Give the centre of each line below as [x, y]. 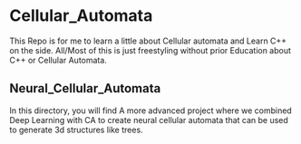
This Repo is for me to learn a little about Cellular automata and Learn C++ [148, 41]
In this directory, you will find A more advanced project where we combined [150, 110]
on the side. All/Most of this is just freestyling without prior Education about [150, 50]
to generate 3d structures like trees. [76, 130]
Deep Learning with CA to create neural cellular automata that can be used [149, 120]
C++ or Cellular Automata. [58, 60]
